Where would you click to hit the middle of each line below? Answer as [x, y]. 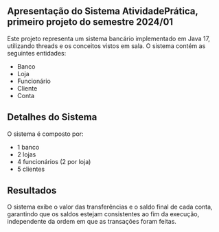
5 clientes [31, 169]
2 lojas [26, 154]
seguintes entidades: [37, 53]
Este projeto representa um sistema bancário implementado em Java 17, [109, 38]
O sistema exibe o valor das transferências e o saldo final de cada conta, [110, 207]
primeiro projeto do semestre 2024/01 [90, 22]
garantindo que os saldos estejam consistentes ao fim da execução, [103, 214]
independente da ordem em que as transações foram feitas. [92, 222]
